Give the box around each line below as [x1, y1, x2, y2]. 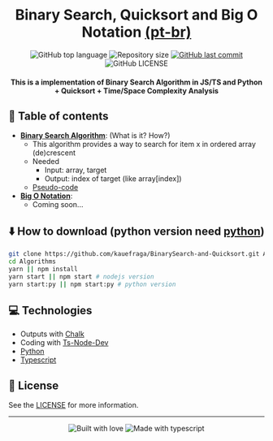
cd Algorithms [8, 257, 57, 266]
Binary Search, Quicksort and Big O [15, 6, 258, 24]
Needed [32, 157, 59, 166]
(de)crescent [32, 148, 76, 158]
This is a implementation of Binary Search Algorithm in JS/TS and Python [11, 77, 262, 87]
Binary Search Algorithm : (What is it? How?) [19, 131, 171, 141]
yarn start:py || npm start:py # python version [8, 280, 176, 288]
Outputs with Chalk [19, 329, 85, 339]
